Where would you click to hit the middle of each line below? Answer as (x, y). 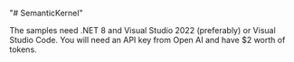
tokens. (24, 49)
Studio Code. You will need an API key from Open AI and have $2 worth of (147, 40)
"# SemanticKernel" (46, 13)
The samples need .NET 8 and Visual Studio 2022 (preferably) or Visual (142, 30)
